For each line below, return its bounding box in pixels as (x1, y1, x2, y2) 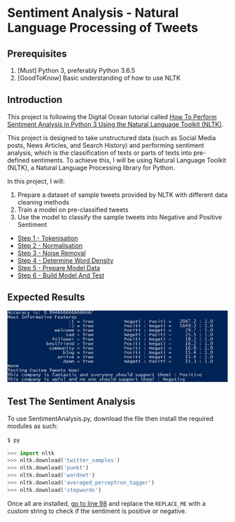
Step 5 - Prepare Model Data (17, 263, 100, 272)
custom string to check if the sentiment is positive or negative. (7, 507, 187, 515)
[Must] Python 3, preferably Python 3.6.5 (17, 67, 136, 74)
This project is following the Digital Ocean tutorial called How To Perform (7, 112, 217, 121)
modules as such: (7, 422, 58, 430)
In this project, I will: (7, 177, 65, 185)
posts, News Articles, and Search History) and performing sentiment (7, 141, 204, 149)
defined (7, 156, 30, 164)
